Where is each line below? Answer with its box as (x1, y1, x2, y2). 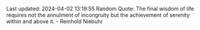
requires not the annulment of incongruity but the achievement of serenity (6, 11, 190, 19)
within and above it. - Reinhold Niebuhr (6, 18, 104, 25)
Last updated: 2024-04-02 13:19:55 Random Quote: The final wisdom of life (6, 5, 195, 12)
